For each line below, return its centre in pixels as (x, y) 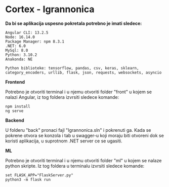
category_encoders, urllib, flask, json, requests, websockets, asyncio (83, 72)
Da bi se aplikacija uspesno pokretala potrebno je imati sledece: (74, 23)
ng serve (14, 111)
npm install (18, 106)
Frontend (15, 82)
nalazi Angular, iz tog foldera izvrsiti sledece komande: (62, 97)
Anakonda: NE (19, 59)
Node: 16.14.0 (20, 37)
